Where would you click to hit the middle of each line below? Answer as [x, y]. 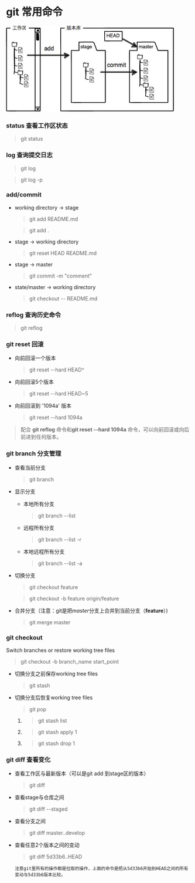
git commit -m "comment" [61, 276]
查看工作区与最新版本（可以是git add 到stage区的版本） [82, 774]
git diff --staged [48, 809]
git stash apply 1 [57, 732]
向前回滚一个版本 [35, 358]
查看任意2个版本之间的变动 [47, 845]
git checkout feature [54, 587]
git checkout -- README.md [63, 298]
